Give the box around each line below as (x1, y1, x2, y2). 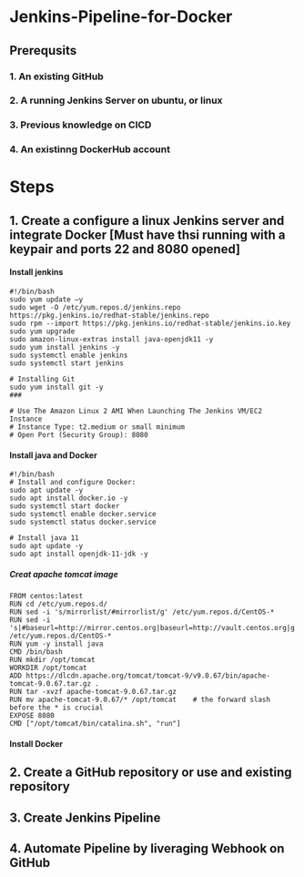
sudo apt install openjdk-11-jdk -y (9, 549, 148, 559)
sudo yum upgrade (9, 327, 76, 336)
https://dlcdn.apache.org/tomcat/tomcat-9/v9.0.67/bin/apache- (25, 671, 271, 680)
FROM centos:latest (9, 592, 84, 601)
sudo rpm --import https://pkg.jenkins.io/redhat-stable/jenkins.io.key (9, 319, 291, 329)
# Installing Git (9, 375, 76, 384)
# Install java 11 (9, 534, 79, 543)
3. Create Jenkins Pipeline (9, 810, 161, 825)
